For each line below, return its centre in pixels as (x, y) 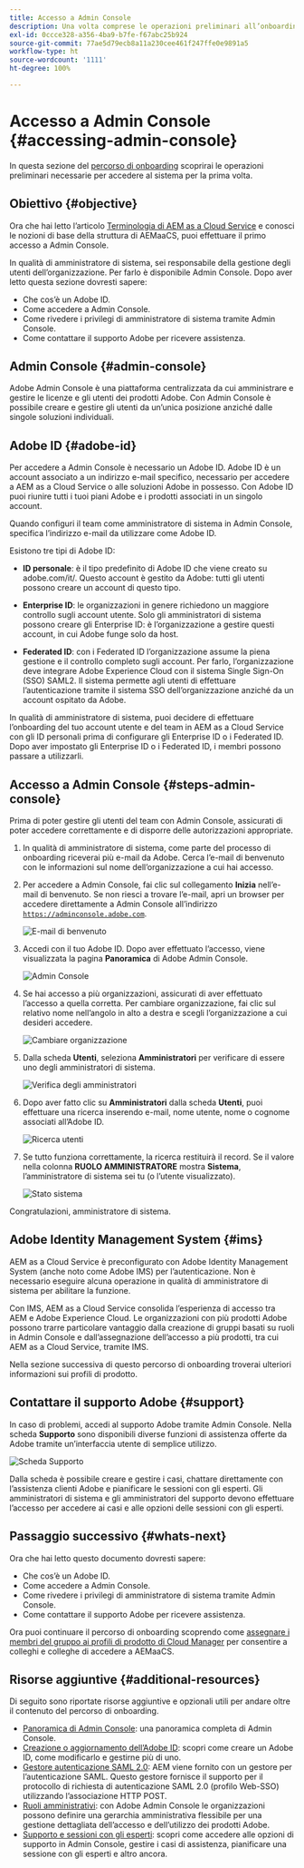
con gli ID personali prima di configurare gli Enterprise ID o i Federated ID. (147, 737)
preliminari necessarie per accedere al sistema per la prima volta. (131, 175)
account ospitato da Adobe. (74, 700)
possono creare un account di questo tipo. (101, 588)
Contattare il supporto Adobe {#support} (127, 1403)
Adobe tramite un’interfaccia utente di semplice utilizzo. (113, 1443)
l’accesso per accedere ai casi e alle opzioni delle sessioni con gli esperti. (147, 1508)
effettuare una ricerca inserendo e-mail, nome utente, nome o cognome (156, 1112)
